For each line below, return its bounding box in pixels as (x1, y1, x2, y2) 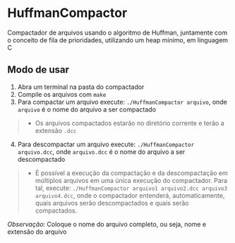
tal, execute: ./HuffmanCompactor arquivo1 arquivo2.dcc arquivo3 (35, 184, 228, 192)
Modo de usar (7, 64, 69, 76)
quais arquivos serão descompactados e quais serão (35, 198, 189, 207)
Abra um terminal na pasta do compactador (17, 83, 145, 91)
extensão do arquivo (7, 227, 67, 236)
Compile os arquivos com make (17, 90, 107, 98)
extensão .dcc (35, 126, 77, 135)
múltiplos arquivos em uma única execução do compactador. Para (35, 176, 228, 184)
